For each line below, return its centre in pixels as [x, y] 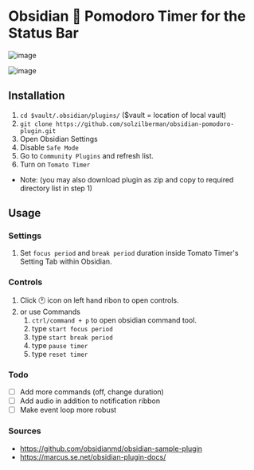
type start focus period [72, 328]
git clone [36, 124]
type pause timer [60, 345]
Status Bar [44, 33]
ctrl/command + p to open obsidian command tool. [114, 320]
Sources [25, 431]
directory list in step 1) [56, 188]
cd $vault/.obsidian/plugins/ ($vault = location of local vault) [123, 115]
